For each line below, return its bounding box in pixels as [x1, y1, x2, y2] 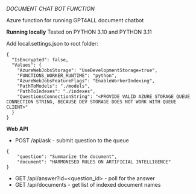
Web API [6, 126, 28, 132]
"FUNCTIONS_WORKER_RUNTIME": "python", [17, 73, 118, 79]
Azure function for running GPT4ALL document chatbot [6, 17, 144, 23]
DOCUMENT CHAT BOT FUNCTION [6, 5, 95, 12]
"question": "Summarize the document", [17, 154, 118, 160]
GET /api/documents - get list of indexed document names [14, 181, 161, 188]
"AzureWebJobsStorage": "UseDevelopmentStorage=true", [17, 67, 158, 73]
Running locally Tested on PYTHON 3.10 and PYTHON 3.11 [6, 28, 152, 35]
